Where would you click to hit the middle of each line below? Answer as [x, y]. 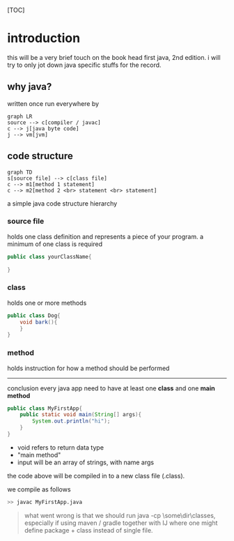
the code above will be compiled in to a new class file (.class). [96, 475]
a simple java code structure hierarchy [62, 203]
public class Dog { [34, 315]
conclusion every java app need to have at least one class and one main [111, 388]
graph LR [20, 116]
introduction [44, 38]
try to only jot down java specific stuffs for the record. [84, 65]
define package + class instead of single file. [88, 530]
